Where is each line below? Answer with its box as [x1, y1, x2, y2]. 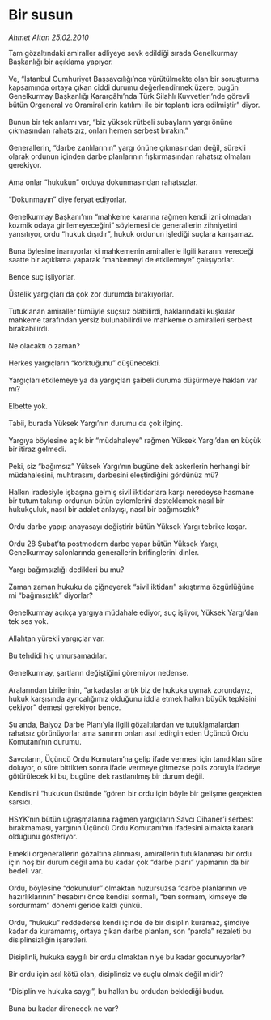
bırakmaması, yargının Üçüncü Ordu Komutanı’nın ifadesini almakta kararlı [8, 822, 255, 832]
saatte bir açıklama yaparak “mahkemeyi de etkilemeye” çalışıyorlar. [8, 254, 235, 264]
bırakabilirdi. [8, 323, 50, 333]
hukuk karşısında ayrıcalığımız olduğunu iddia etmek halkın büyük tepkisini [8, 694, 257, 703]
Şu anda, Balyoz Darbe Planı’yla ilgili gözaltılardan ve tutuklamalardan [8, 719, 240, 729]
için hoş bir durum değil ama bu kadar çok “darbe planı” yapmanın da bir [8, 857, 250, 867]
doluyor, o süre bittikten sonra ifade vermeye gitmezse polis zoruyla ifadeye [8, 762, 261, 772]
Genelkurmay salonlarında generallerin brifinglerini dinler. [8, 547, 200, 557]
